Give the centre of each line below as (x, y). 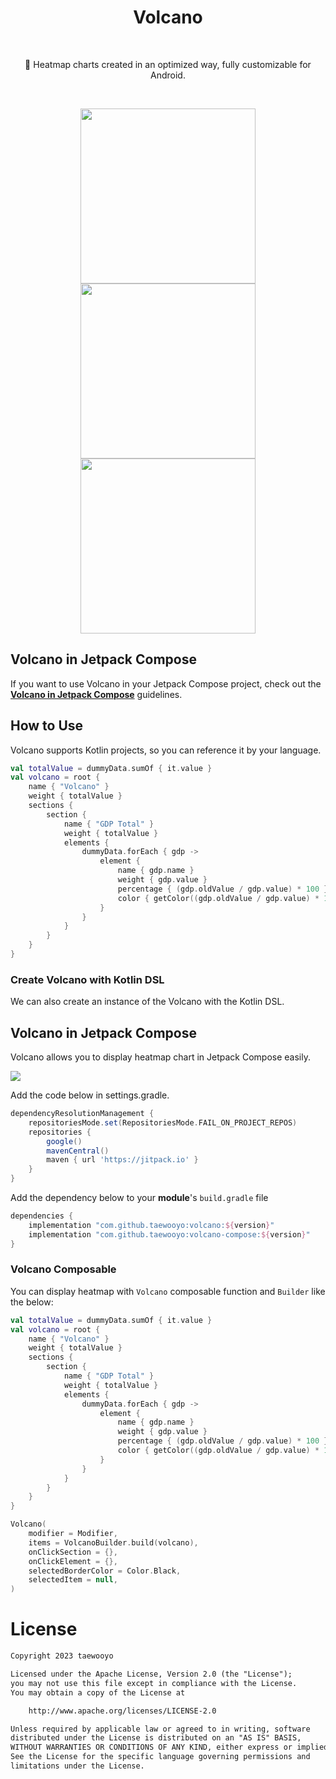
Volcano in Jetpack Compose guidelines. (96, 694)
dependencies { (42, 1216)
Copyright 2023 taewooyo (62, 1656)
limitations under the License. (77, 1766)
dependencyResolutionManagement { (82, 1114)
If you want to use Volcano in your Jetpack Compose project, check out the (166, 683)
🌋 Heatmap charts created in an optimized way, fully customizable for (168, 64)
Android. (168, 75)
